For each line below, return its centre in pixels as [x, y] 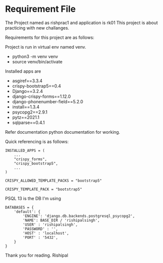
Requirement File [41, 9]
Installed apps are [23, 71]
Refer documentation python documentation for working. [63, 132]
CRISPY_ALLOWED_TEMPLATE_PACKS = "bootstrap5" [54, 180]
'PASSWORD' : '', [40, 229]
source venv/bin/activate [37, 61]
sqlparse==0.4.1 [28, 122]
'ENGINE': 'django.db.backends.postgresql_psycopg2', [79, 216]
